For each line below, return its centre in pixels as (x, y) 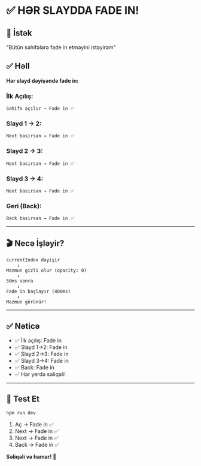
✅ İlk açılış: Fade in (38, 340)
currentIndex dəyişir (33, 260)
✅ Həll (18, 66)
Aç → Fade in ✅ (34, 424)
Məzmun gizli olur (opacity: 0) (46, 270)
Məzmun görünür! (26, 302)
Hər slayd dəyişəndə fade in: (42, 80)
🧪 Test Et (23, 399)
